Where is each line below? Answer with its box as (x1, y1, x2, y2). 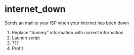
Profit (11, 45, 23, 51)
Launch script (11, 35, 40, 41)
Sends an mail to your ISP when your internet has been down (4, 20, 129, 26)
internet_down (4, 3, 66, 15)
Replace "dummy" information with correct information (11, 29, 124, 35)
